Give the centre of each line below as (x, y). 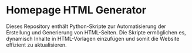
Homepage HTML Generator (76, 10)
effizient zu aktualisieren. (36, 45)
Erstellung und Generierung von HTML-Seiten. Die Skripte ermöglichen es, (96, 32)
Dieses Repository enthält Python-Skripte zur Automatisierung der (86, 26)
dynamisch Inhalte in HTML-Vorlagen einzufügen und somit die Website (93, 38)
